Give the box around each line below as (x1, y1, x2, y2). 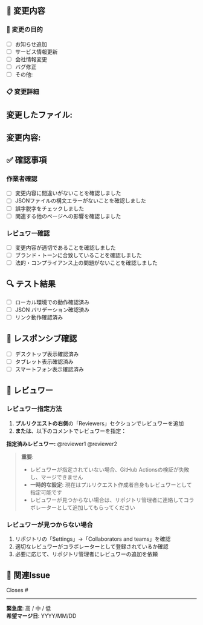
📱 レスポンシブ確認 (6, 333, 77, 344)
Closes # (6, 586, 28, 593)
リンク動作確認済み (14, 314, 63, 321)
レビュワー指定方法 (6, 405, 62, 413)
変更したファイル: (6, 110, 73, 120)
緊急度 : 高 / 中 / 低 (6, 604, 51, 612)
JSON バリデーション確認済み (14, 306, 89, 313)
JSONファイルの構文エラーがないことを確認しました (14, 197, 147, 204)
